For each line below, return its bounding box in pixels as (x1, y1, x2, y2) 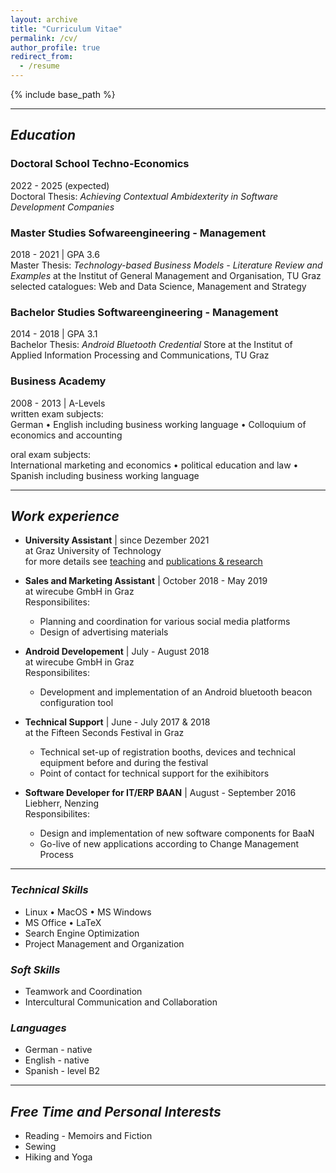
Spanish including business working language (10, 469, 200, 481)
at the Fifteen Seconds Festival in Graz (24, 727, 185, 739)
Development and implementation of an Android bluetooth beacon (39, 686, 313, 698)
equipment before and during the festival (39, 757, 209, 769)
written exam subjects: (10, 407, 104, 420)
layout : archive (10, 14, 78, 25)
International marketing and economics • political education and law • (10, 459, 299, 471)
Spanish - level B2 (24, 1065, 101, 1077)
